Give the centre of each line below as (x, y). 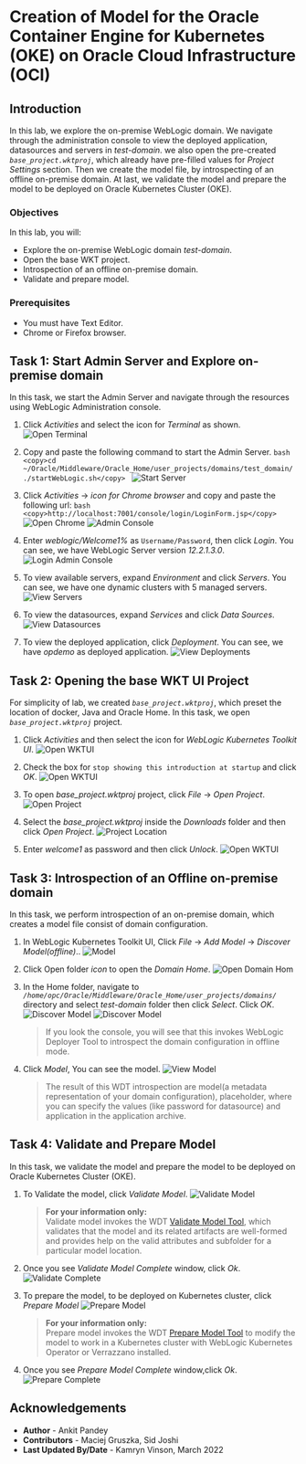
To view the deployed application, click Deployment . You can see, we (153, 642)
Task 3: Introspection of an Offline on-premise (144, 878)
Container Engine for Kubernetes (137, 36)
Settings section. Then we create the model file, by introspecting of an (142, 169)
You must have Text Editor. (73, 322)
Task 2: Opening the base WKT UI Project (129, 681)
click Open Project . (58, 832)
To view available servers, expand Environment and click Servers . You (154, 578)
